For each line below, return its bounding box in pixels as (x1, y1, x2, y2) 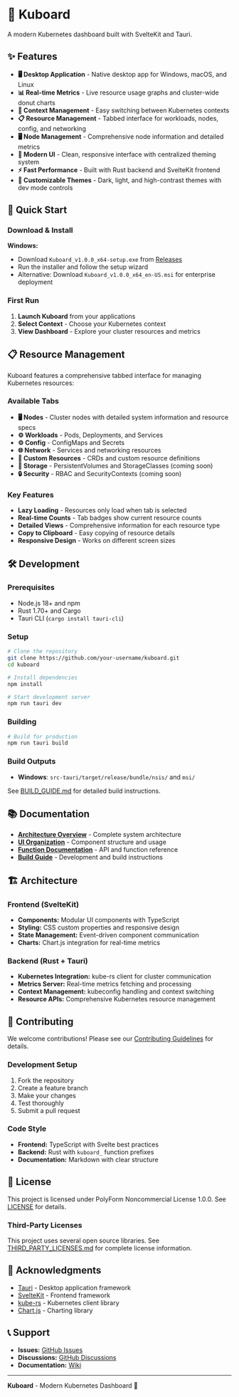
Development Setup (7, 1060, 78, 1070)
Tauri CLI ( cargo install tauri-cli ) (17, 613, 124, 622)
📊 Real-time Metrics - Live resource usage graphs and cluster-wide (17, 88, 219, 97)
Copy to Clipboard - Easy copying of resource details (17, 529, 176, 537)
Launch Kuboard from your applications (17, 312, 136, 320)
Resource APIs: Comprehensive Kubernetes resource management (17, 995, 216, 1003)
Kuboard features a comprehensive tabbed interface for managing (7, 371, 201, 379)
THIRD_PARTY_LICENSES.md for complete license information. (7, 1243, 192, 1252)
